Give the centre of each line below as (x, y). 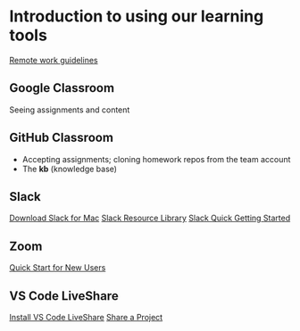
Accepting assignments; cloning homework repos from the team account (156, 159)
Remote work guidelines (54, 60)
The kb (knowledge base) (70, 169)
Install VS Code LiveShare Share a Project (86, 317)
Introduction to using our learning (137, 17)
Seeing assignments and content (70, 110)
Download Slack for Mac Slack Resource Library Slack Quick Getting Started (150, 218)
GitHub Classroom (62, 138)
